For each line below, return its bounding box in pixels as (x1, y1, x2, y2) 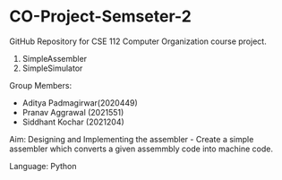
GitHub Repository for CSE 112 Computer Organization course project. (9, 36, 267, 47)
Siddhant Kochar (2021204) (21, 116, 125, 127)
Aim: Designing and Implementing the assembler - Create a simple (9, 133, 254, 144)
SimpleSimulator (21, 63, 83, 73)
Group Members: (9, 80, 73, 90)
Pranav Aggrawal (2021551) (21, 107, 124, 117)
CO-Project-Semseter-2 (9, 6, 192, 27)
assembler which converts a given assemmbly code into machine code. (9, 143, 273, 154)
